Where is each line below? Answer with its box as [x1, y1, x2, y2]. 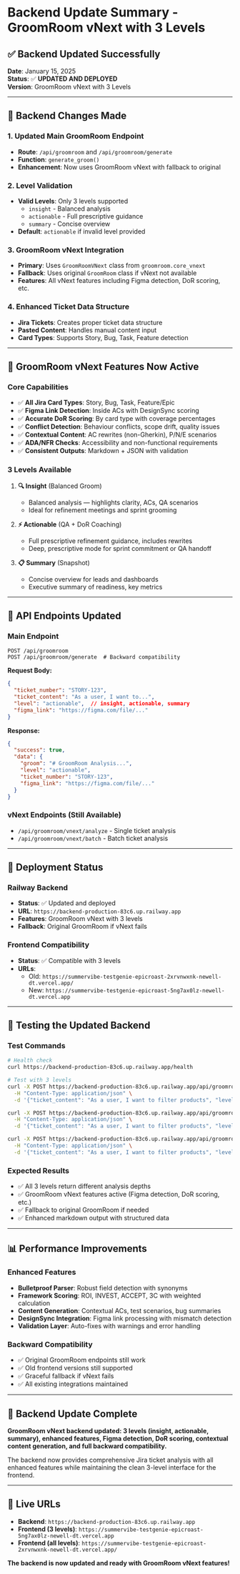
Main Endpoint [7, 631, 59, 641]
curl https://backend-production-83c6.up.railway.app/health [7, 1064, 194, 1071]
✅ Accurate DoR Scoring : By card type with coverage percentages [17, 414, 216, 423]
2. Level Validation [7, 180, 73, 190]
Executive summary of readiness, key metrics [28, 582, 163, 591]
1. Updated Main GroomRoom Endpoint [7, 131, 144, 141]
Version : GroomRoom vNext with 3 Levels [7, 83, 131, 91]
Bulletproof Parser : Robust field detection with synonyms [17, 1283, 188, 1292]
